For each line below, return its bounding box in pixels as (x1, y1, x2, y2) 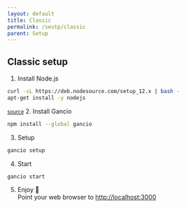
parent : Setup (7, 29, 49, 37)
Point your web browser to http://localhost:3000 (17, 193, 157, 202)
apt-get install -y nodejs (7, 94, 86, 102)
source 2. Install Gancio (7, 106, 72, 116)
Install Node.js (17, 74, 59, 83)
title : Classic (7, 17, 52, 24)
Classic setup (7, 55, 69, 67)
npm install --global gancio (7, 120, 92, 127)
